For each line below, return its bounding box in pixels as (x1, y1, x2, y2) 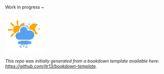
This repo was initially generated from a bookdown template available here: (5, 58, 160, 64)
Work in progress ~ (5, 4, 44, 10)
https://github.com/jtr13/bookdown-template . (5, 63, 97, 69)
